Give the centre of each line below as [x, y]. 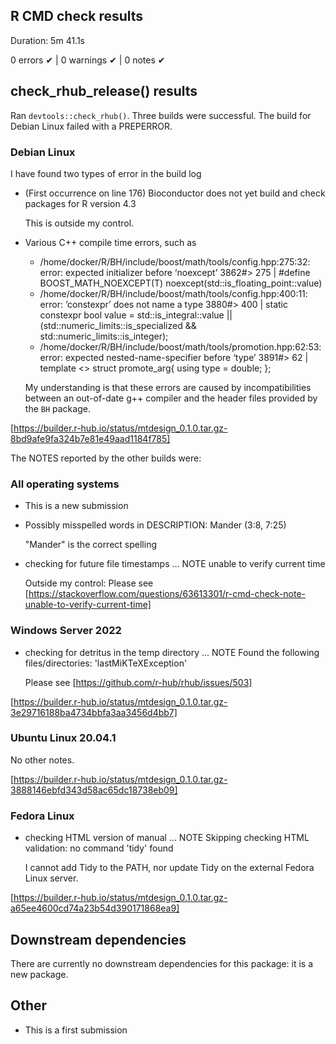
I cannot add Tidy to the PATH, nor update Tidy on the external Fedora [169, 868]
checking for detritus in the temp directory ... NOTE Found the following [172, 652]
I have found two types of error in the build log [106, 173]
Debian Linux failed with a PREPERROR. [91, 126]
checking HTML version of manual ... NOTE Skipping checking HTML [167, 838]
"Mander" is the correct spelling [90, 545]
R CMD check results [77, 16]
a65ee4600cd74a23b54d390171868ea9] [95, 908]
